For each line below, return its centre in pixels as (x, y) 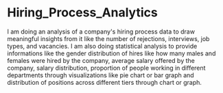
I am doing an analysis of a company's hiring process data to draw (101, 31)
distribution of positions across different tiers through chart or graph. (105, 82)
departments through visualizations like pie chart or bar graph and (101, 75)
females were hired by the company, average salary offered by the (101, 60)
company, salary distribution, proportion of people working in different (106, 68)
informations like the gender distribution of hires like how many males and (111, 53)
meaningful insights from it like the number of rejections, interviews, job (108, 38)
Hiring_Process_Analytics (82, 13)
